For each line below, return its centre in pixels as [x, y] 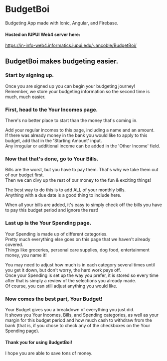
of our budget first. [24, 175]
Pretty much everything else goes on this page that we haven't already [78, 239]
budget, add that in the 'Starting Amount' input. [54, 141]
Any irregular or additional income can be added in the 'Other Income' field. [83, 146]
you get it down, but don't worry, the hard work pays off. [63, 270]
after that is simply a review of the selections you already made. [71, 280]
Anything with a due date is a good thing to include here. [63, 195]
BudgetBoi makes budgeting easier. [62, 61]
